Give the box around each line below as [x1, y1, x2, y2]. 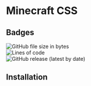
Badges [6, 27, 34, 37]
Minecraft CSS [6, 4, 78, 18]
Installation [6, 72, 48, 82]
